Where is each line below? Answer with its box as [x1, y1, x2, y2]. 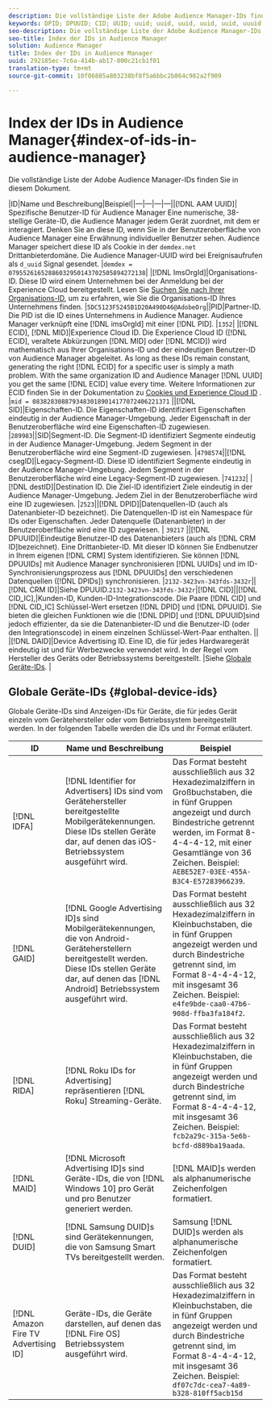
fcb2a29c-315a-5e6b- [172, 1131, 252, 1141]
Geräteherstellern [65, 943, 131, 955]
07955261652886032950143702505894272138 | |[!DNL [8, 267, 172, 277]
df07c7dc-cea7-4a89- [172, 1381, 252, 1390]
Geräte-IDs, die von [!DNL [65, 1173, 165, 1184]
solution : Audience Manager [8, 42, 103, 50]
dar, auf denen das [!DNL [65, 973, 161, 984]
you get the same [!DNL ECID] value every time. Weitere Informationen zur [8, 378, 256, 388]
